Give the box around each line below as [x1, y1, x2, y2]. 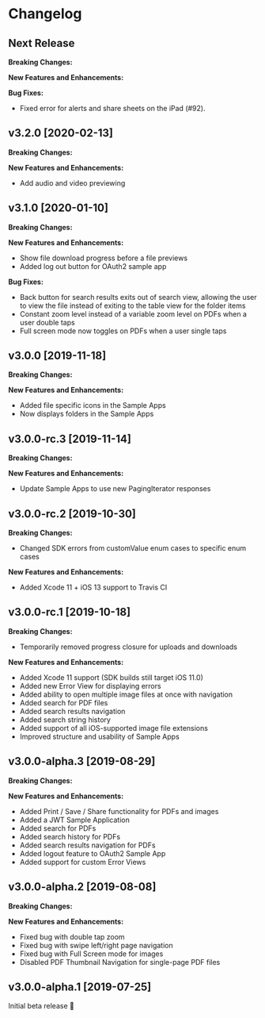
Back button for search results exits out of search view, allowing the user [19, 292, 257, 302]
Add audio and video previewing [19, 178, 126, 187]
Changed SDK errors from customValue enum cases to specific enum [19, 544, 247, 553]
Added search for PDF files [19, 697, 108, 707]
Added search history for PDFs [19, 832, 121, 841]
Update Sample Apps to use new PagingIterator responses [19, 484, 211, 494]
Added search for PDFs [19, 823, 97, 833]
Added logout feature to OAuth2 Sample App [19, 848, 166, 858]
